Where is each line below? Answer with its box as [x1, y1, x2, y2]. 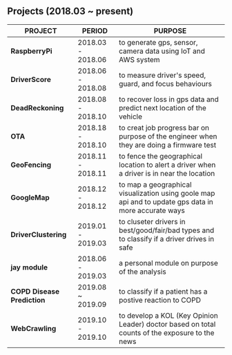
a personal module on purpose [118, 258, 219, 267]
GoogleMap [10, 192, 50, 202]
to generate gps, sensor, [118, 37, 198, 47]
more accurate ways [118, 205, 185, 215]
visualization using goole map [118, 188, 215, 198]
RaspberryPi [10, 46, 53, 56]
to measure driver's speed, [118, 70, 206, 80]
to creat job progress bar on [118, 123, 209, 132]
